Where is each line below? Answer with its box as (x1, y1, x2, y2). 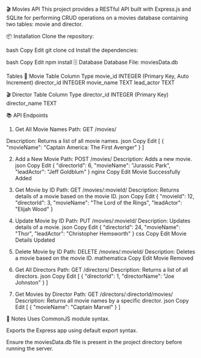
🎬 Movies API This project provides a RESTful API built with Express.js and (6, 5, 191, 13)
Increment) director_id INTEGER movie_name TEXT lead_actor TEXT (6, 79, 175, 86)
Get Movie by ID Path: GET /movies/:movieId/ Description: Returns (14, 186, 179, 193)
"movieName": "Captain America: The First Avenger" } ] (6, 144, 144, 151)
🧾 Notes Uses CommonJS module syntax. (6, 315, 110, 322)
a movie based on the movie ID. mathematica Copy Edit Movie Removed (14, 254, 194, 262)
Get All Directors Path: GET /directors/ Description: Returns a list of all (14, 266, 188, 273)
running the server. (6, 345, 54, 352)
